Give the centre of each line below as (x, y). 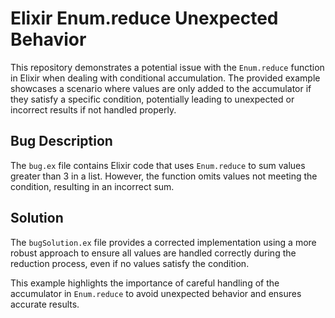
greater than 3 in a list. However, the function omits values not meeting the (164, 176)
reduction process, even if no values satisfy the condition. (130, 263)
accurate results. (45, 304)
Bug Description (61, 141)
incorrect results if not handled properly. (93, 109)
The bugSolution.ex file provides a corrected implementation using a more (163, 242)
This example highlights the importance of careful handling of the (145, 283)
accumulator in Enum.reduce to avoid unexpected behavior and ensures (156, 293)
